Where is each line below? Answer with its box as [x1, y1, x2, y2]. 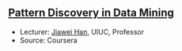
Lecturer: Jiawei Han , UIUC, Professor [19, 27, 145, 36]
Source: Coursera [19, 35, 78, 45]
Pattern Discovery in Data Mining [8, 6, 174, 20]
